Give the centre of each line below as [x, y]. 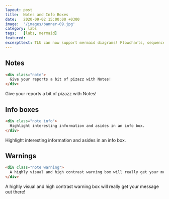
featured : [16, 38]
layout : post [19, 10]
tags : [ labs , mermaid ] [31, 33]
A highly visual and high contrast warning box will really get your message [82, 186]
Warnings [21, 156]
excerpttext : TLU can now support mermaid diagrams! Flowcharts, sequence [85, 43]
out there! [15, 192]
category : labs [21, 29]
